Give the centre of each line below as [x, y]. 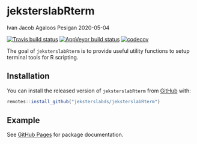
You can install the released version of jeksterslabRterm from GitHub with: [99, 91]
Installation [28, 76]
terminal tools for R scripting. [43, 57]
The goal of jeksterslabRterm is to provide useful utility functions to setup [98, 51]
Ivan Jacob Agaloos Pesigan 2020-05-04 [58, 28]
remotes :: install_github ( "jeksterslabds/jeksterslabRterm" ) [84, 101]
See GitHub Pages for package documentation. [65, 135]
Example [23, 120]
